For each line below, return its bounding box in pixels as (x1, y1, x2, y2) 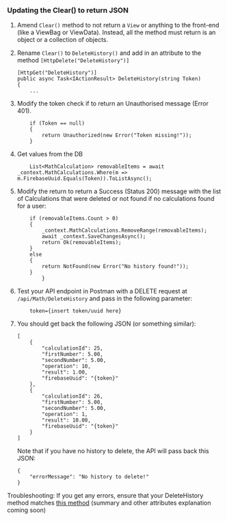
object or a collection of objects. (16, 36, 109, 44)
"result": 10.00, (42, 417, 91, 424)
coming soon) (7, 506, 46, 514)
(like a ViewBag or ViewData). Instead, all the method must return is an (16, 28, 216, 36)
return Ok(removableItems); (42, 239, 122, 246)
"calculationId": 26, (42, 393, 104, 400)
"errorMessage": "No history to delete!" (29, 474, 149, 481)
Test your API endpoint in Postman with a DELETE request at (16, 287, 188, 295)
